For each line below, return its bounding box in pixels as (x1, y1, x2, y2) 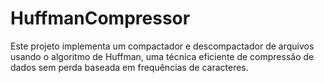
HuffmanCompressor (10, 7, 191, 30)
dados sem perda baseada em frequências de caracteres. (10, 61, 249, 73)
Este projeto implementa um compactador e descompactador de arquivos (10, 40, 315, 52)
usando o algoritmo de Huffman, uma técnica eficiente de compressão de (10, 50, 315, 62)
